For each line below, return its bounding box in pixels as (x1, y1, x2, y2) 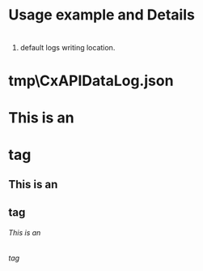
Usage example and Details (8, 6, 196, 24)
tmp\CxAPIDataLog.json (8, 71, 174, 90)
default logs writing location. (19, 43, 116, 53)
